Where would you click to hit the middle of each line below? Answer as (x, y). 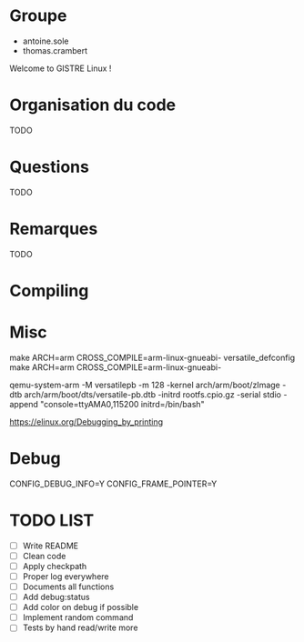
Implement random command (78, 617)
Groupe (38, 16)
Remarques (54, 229)
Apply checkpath (55, 566)
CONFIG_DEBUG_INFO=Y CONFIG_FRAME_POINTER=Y (113, 484)
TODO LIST (52, 520)
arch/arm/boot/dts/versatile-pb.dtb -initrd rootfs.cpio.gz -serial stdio (153, 394)
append (24, 404)
